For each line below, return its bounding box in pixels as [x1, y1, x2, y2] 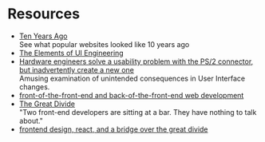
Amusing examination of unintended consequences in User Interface [18, 73, 246, 83]
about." [18, 116, 43, 125]
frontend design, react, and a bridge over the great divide [18, 124, 208, 134]
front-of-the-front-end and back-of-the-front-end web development [18, 90, 244, 100]
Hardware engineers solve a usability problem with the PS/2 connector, [18, 57, 254, 66]
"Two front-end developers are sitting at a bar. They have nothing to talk [18, 107, 257, 116]
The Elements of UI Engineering [18, 48, 125, 57]
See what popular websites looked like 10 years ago [18, 39, 190, 49]
